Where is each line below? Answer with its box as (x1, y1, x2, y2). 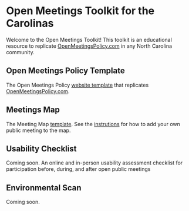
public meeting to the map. (6, 127, 71, 134)
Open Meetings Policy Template (6, 66, 125, 76)
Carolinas (6, 17, 54, 30)
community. (6, 48, 35, 55)
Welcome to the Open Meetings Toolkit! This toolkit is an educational (6, 36, 172, 43)
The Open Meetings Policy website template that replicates (6, 81, 149, 88)
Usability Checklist (6, 143, 77, 154)
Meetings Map (6, 105, 60, 115)
